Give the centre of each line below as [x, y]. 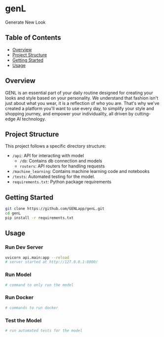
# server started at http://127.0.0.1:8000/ [51, 262]
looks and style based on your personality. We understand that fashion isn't [82, 98]
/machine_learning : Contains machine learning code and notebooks [81, 171]
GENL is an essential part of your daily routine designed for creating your [79, 93]
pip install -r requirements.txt [39, 218]
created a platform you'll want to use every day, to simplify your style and [80, 108]
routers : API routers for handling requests [62, 166]
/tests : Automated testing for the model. [53, 177]
